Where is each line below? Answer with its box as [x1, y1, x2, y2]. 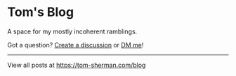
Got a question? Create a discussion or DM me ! [7, 40, 144, 49]
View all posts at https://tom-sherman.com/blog [7, 61, 146, 69]
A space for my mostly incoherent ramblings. [7, 27, 138, 36]
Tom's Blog [7, 4, 74, 20]
